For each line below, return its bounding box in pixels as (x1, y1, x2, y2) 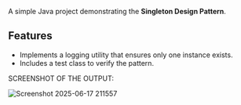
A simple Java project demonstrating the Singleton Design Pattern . (8, 7, 226, 16)
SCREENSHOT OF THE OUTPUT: (8, 74, 114, 83)
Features (8, 29, 53, 42)
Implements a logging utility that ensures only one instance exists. (19, 50, 233, 60)
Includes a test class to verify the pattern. (19, 58, 155, 67)
